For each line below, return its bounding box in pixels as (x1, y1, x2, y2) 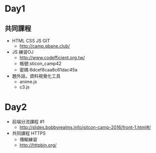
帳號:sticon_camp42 (19, 60, 62, 66)
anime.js (19, 78, 37, 84)
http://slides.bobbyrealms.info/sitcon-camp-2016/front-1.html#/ (19, 124, 151, 130)
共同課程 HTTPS (12, 130, 46, 136)
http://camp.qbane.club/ (19, 43, 70, 49)
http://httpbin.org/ (19, 142, 57, 148)
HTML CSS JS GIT (12, 38, 51, 43)
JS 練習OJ (12, 49, 34, 55)
